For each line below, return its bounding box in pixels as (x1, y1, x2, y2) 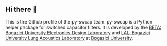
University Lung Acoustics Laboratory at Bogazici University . (5, 35, 133, 41)
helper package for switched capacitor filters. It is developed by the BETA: (5, 24, 162, 30)
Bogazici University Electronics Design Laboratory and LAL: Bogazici (5, 29, 150, 36)
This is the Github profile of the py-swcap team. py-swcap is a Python (5, 18, 152, 25)
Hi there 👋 (5, 5, 37, 14)
